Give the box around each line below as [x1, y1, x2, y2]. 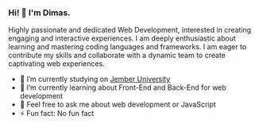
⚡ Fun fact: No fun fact [19, 109, 95, 118]
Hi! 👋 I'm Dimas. [8, 7, 71, 18]
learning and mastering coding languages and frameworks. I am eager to [8, 42, 247, 52]
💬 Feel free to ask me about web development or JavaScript [19, 99, 216, 110]
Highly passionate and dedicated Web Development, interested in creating [8, 25, 252, 35]
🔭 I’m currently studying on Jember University [19, 75, 171, 84]
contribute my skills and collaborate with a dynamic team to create [8, 51, 226, 60]
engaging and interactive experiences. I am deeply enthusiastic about [8, 33, 237, 43]
